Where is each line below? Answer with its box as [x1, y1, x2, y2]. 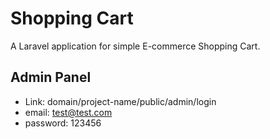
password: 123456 [24, 117, 102, 129]
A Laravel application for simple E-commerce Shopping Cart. [10, 40, 261, 52]
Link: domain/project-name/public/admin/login [24, 95, 217, 107]
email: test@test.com [24, 106, 113, 118]
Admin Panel [10, 69, 92, 86]
